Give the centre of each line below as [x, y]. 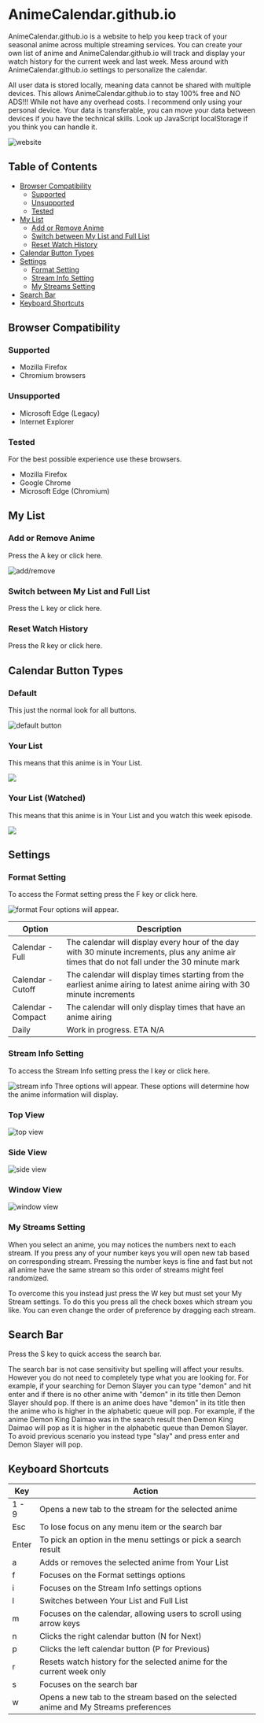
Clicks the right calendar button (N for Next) [120, 1636]
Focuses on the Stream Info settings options [121, 1588]
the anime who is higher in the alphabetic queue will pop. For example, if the [132, 1410]
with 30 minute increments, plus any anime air [151, 952]
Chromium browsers [53, 376]
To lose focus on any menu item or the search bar [130, 1527]
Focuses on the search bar [88, 1684]
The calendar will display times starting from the [155, 975]
